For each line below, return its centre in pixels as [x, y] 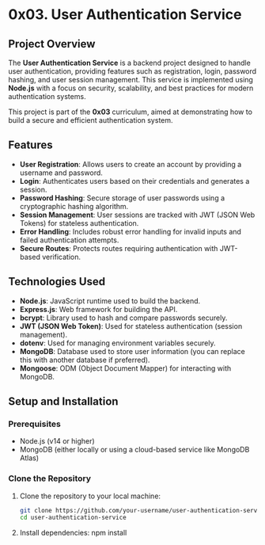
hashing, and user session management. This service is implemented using [131, 80]
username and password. [61, 173]
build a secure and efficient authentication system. [91, 120]
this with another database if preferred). [85, 360]
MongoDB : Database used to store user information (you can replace [132, 351]
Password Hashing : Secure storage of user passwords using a [122, 198]
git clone [36, 510]
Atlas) [29, 458]
